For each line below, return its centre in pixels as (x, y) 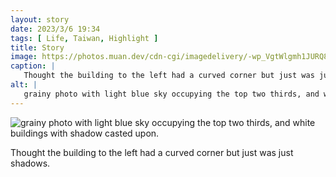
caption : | (33, 66)
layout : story (40, 19)
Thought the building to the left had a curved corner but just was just (152, 152)
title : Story (37, 47)
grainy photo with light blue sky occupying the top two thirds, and (171, 94)
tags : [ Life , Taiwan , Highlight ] (84, 38)
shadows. (30, 163)
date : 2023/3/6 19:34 (55, 29)
